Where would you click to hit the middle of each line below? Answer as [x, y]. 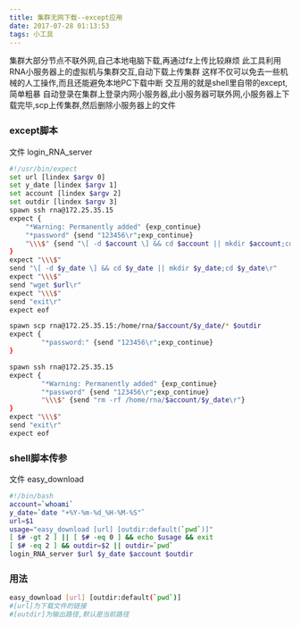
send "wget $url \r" [46, 285]
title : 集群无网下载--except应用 [66, 17]
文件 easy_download [47, 480]
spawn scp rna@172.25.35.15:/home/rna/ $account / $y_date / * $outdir [135, 326]
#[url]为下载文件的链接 [48, 606]
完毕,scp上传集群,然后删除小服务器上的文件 [96, 105]
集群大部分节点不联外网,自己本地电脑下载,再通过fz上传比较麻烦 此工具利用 [145, 61]
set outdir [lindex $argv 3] [63, 202]
